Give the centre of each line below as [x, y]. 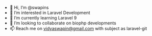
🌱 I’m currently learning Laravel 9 [43, 18]
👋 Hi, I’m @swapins [29, 8]
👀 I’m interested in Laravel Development [50, 13]
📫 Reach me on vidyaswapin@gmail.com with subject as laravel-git [78, 28]
